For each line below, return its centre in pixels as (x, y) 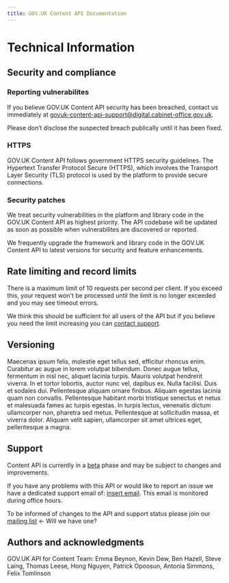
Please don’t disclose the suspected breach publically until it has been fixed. (115, 128)
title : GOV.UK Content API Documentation (67, 13)
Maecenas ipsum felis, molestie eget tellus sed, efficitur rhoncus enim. (107, 361)
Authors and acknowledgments (76, 542)
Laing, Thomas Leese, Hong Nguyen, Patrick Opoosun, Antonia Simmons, (111, 566)
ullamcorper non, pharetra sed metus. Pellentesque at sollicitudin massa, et (113, 412)
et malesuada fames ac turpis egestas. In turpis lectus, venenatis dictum (109, 405)
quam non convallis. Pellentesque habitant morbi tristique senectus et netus (114, 398)
